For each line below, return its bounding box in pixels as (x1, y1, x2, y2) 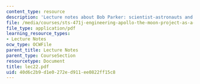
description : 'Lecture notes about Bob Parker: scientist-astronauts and (6, 14, 193, 20)
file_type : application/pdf (6, 25, 76, 31)
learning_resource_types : (6, 31, 70, 37)
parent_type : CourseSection (6, 53, 76, 59)
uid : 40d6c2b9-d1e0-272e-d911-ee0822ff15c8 (6, 69, 116, 75)
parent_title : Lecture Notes (6, 47, 79, 53)
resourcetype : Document (6, 58, 65, 64)
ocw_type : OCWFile (6, 42, 52, 48)
